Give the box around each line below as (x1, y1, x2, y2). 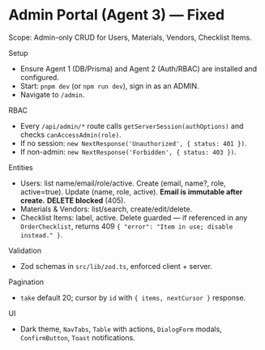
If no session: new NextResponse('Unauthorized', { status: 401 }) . (19, 138, 247, 147)
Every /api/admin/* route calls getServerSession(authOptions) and (19, 121, 244, 130)
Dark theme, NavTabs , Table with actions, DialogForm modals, (19, 324, 223, 334)
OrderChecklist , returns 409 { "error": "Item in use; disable (19, 221, 233, 231)
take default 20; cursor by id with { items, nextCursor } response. (19, 292, 246, 302)
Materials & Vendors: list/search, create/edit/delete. (19, 204, 193, 214)
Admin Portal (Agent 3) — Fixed (8, 6, 225, 24)
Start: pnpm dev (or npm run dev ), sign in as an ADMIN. (19, 81, 200, 91)
